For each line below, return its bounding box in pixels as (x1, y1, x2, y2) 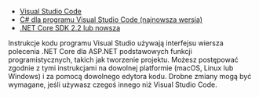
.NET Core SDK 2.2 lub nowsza (19, 23, 121, 32)
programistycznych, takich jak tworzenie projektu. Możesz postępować (8, 55, 239, 64)
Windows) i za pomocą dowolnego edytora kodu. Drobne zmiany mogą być (8, 72, 252, 81)
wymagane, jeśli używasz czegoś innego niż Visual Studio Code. (8, 80, 217, 89)
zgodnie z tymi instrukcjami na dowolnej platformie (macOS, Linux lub (8, 63, 234, 73)
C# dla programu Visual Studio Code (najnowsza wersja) (19, 15, 202, 24)
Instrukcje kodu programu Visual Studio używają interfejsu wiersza (8, 38, 224, 48)
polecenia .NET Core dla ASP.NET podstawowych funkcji (8, 47, 192, 56)
